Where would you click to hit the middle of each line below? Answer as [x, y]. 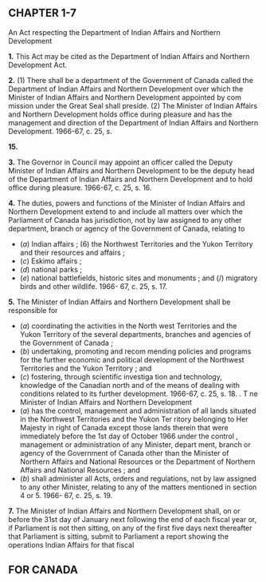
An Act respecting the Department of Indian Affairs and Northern [114, 32]
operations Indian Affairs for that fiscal [71, 544]
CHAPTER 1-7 [43, 13]
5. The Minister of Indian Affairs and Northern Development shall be [119, 302]
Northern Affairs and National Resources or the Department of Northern [137, 461]
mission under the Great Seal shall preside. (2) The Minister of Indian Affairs [133, 105]
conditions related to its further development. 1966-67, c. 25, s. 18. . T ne [139, 394]
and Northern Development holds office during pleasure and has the [120, 114]
